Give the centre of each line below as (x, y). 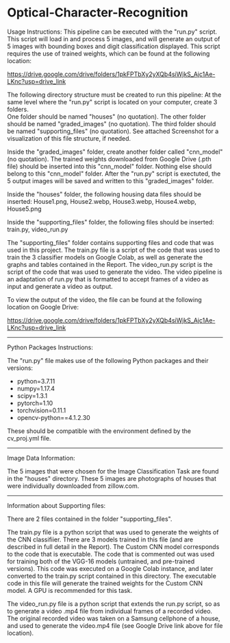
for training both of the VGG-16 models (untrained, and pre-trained (101, 561)
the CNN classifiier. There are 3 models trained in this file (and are (100, 539)
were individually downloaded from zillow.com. (73, 486)
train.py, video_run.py (38, 229)
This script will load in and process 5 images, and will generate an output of (114, 38)
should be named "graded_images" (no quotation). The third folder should (112, 124)
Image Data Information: (41, 458)
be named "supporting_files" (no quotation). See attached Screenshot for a (113, 131)
